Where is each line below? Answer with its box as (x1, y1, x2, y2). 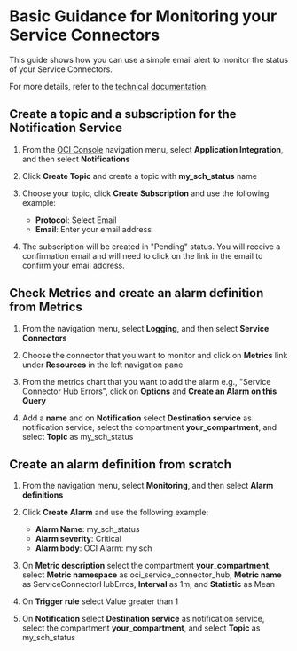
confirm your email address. (21, 260, 126, 271)
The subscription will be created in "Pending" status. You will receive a (21, 241, 281, 252)
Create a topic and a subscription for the (9, 106, 237, 122)
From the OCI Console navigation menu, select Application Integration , (21, 144, 284, 154)
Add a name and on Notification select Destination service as (21, 412, 253, 423)
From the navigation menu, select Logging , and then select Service (21, 323, 270, 333)
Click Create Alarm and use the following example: (21, 507, 209, 518)
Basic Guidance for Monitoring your (9, 6, 277, 27)
